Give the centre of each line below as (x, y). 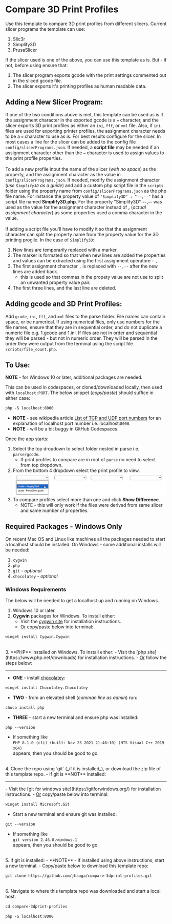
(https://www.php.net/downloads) (41, 658)
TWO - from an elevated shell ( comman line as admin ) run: (75, 697)
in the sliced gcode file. (37, 80)
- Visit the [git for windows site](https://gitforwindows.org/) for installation (83, 789)
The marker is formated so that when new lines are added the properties (89, 255)
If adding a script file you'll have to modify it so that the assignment (76, 229)
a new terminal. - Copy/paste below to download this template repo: (77, 866)
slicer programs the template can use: (45, 29)
